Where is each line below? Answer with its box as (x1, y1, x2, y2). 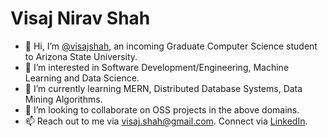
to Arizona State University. (24, 50, 138, 62)
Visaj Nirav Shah (10, 7, 151, 30)
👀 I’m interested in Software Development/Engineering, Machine (24, 61, 290, 73)
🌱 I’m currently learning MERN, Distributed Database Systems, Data (24, 82, 303, 94)
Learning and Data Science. (24, 72, 140, 84)
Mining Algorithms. (24, 93, 103, 105)
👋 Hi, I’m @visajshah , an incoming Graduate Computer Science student (24, 40, 318, 52)
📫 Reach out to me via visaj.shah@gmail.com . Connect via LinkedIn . (24, 115, 308, 127)
